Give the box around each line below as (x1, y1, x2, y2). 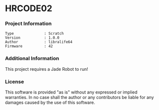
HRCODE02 (5, 3, 52, 14)
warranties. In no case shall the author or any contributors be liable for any (5, 94, 154, 100)
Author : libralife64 (5, 40, 73, 45)
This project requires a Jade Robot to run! (5, 66, 88, 72)
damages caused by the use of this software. (5, 100, 95, 106)
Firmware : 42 (5, 44, 53, 49)
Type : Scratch (5, 31, 64, 36)
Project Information (5, 20, 52, 27)
